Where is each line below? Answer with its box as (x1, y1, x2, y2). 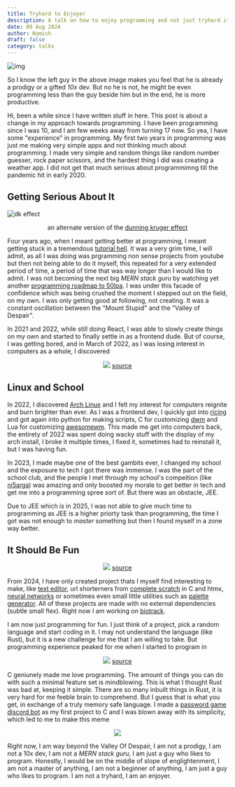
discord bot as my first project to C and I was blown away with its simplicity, (7, 708, 226, 716)
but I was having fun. (7, 445, 68, 453)
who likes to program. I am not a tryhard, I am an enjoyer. (7, 772, 171, 780)
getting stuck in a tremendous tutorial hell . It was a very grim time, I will (7, 244, 213, 253)
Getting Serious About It (7, 191, 115, 203)
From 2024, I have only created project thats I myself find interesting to (7, 577, 212, 586)
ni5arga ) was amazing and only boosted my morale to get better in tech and (7, 481, 226, 489)
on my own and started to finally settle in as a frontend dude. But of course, (7, 332, 225, 340)
